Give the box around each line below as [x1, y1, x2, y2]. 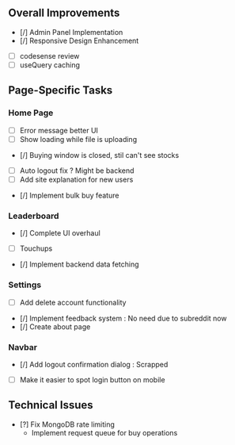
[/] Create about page [19, 321, 91, 332]
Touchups [19, 244, 53, 253]
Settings [8, 279, 42, 290]
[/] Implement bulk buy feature [19, 190, 119, 200]
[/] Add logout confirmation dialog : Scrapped [19, 359, 169, 369]
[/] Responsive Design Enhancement [19, 36, 139, 45]
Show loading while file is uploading [19, 134, 137, 144]
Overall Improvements [8, 6, 120, 20]
